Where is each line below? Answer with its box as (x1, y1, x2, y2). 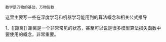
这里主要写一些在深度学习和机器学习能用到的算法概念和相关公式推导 (5, 14, 147, 20)
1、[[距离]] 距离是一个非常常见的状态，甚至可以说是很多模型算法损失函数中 (5, 25, 161, 31)
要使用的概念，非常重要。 (5, 31, 59, 37)
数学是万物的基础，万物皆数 (5, 5, 55, 10)
